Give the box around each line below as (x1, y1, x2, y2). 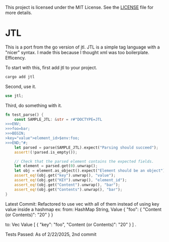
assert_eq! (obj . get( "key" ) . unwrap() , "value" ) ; (14, 173, 116, 178)
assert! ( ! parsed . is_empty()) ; (14, 150, 78, 155)
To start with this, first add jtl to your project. (5, 64, 97, 70)
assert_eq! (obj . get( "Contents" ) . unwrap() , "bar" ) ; (14, 187, 123, 192)
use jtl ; (5, 93, 24, 98)
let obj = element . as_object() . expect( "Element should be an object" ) (14, 168, 165, 173)
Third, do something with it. (5, 102, 62, 108)
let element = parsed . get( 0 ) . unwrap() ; (14, 164, 98, 169)
